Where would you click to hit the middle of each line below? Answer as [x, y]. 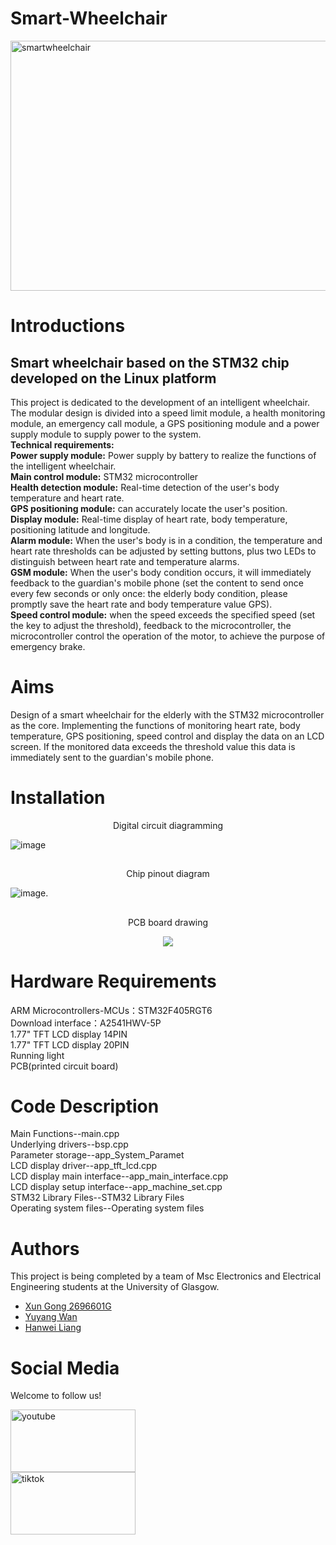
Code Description [85, 1106]
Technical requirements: [62, 444]
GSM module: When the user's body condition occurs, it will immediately [161, 572]
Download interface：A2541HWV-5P [86, 1023]
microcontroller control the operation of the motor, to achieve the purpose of [168, 636]
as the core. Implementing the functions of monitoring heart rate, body [155, 725]
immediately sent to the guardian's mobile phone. [112, 757]
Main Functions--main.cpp [65, 1134]
